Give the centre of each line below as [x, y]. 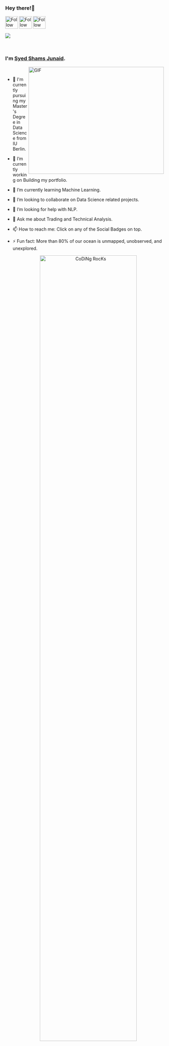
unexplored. [25, 248]
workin [20, 175]
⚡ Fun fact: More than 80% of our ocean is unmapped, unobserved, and [87, 241]
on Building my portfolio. [42, 180]
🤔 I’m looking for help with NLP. [45, 209]
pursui [19, 95]
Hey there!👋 [20, 8]
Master [20, 106]
